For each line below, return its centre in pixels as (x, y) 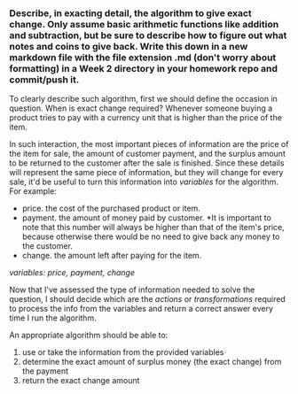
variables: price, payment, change (72, 273)
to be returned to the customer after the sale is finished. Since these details (147, 163)
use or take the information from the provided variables (123, 352)
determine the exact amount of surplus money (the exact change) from (152, 362)
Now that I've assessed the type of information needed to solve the (132, 290)
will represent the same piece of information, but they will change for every (146, 173)
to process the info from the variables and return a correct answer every (141, 309)
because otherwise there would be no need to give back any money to (151, 236)
